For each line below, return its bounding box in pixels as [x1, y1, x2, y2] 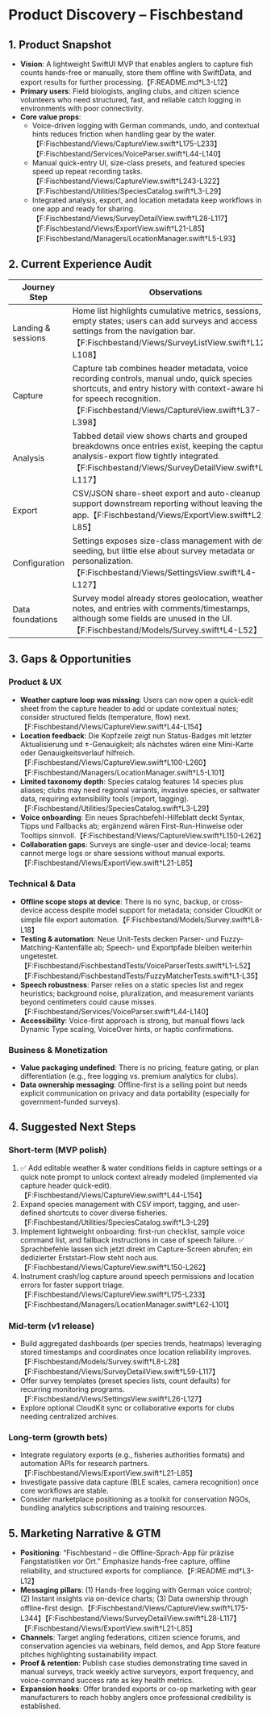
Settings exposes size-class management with [72, 535, 250, 546]
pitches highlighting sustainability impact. [19, 1650, 159, 1660]
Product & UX [8, 676, 62, 687]
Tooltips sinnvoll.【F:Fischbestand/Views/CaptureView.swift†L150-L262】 [19, 830, 265, 840]
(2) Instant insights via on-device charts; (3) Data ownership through [19, 1594, 248, 1603]
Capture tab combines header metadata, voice [72, 362, 248, 374]
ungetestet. [19, 950, 59, 961]
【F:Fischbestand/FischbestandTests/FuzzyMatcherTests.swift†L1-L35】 [19, 971, 262, 980]
